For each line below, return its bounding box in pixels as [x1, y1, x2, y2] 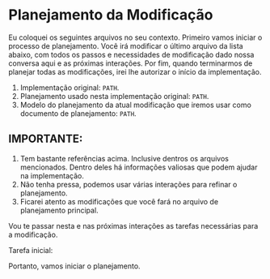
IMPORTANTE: [8, 132, 83, 146]
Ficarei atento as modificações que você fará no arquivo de [19, 196, 219, 206]
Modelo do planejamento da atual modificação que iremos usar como [19, 100, 252, 109]
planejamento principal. [19, 205, 99, 215]
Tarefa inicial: [8, 245, 53, 255]
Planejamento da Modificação [8, 6, 213, 24]
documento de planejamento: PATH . [19, 108, 137, 118]
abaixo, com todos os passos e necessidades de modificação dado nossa [8, 49, 255, 59]
